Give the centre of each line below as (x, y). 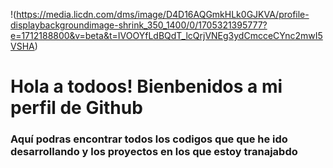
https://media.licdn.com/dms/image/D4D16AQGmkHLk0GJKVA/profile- (163, 14)
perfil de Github (76, 108)
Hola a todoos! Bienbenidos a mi (146, 86)
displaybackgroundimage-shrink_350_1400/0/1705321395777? (139, 25)
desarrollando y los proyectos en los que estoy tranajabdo (154, 152)
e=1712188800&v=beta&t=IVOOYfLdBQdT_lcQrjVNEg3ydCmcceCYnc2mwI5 (166, 35)
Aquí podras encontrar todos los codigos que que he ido (149, 139)
